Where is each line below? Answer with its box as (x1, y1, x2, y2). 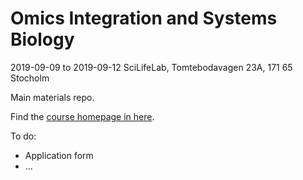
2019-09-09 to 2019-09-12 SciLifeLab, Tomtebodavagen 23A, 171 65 (10, 61, 293, 73)
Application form (24, 149, 94, 161)
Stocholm (10, 72, 50, 84)
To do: (10, 130, 37, 142)
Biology (10, 28, 75, 51)
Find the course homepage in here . (10, 110, 155, 122)
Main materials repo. (10, 91, 95, 103)
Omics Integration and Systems (10, 7, 278, 30)
